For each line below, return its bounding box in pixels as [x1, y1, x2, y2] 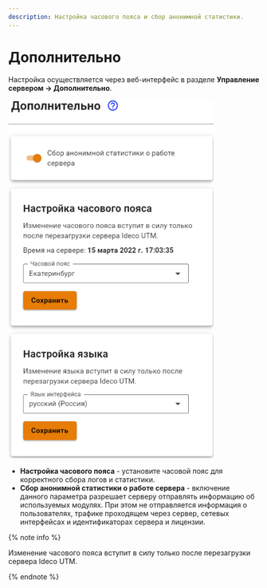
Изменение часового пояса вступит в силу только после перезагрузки [8, 547, 251, 558]
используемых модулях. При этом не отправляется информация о [19, 499, 248, 510]
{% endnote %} [8, 571, 60, 582]
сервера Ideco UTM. [8, 556, 78, 566]
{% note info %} [8, 532, 61, 542]
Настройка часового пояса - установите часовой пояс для [19, 466, 223, 476]
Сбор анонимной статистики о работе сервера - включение [19, 483, 230, 492]
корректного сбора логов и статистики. [19, 475, 155, 484]
